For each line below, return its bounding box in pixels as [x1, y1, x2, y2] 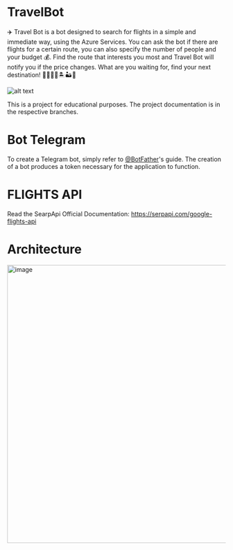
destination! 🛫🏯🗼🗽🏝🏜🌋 [7, 70, 76, 79]
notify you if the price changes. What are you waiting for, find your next [7, 63, 212, 71]
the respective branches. [7, 107, 78, 115]
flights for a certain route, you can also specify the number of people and [7, 45, 216, 53]
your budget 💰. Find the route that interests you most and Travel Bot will [7, 53, 214, 61]
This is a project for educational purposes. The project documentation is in [7, 100, 221, 108]
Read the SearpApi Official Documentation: [7, 209, 130, 218]
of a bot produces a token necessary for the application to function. [7, 162, 200, 170]
